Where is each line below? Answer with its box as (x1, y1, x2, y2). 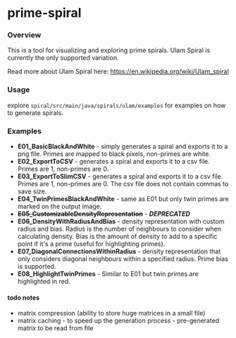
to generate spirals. (7, 108, 63, 117)
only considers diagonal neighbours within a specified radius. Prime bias (17, 255, 229, 263)
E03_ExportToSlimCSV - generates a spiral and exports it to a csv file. (17, 172, 223, 181)
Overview (7, 30, 42, 40)
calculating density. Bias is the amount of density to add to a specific (17, 232, 218, 241)
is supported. (17, 262, 56, 271)
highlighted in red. (17, 277, 70, 286)
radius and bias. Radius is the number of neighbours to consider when (17, 224, 222, 234)
